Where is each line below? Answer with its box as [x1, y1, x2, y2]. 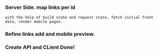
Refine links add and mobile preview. [5, 31, 95, 38]
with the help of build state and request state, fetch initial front [5, 15, 154, 20]
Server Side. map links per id [5, 4, 76, 11]
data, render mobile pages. [5, 19, 63, 25]
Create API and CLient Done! [5, 44, 75, 51]
